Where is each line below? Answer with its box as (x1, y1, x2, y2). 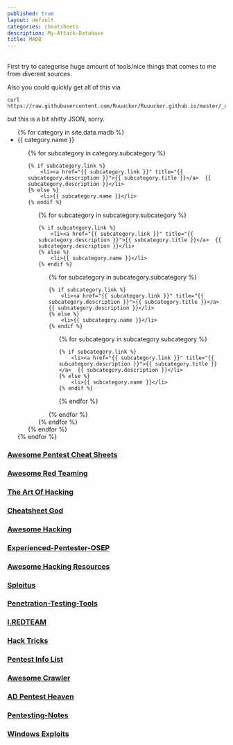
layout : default (7, 17, 54, 24)
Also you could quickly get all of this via (7, 83, 121, 92)
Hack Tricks (7, 636, 49, 646)
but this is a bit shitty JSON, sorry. (7, 115, 105, 123)
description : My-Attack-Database (7, 29, 104, 37)
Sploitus (7, 580, 36, 590)
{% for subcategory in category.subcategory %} (27, 149, 166, 157)
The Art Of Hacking (7, 487, 74, 497)
